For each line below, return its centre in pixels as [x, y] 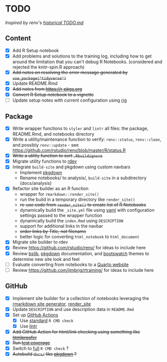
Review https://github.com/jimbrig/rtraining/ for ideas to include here [83, 270]
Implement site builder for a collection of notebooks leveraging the [81, 298]
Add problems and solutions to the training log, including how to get [82, 56]
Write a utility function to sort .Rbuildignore [57, 156]
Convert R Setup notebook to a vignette [53, 95]
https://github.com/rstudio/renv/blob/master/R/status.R [69, 150]
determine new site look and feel [46, 259]
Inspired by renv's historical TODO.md [44, 23]
